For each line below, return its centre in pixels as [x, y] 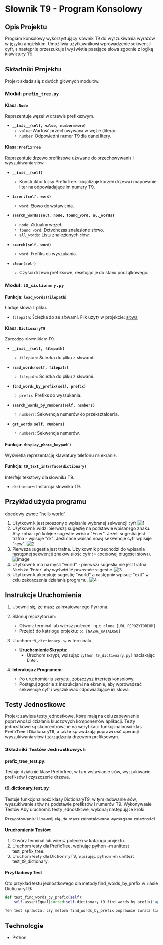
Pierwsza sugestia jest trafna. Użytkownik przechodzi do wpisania [78, 549]
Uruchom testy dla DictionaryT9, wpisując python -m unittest [73, 856]
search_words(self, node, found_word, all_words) [63, 216]
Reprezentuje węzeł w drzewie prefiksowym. [50, 116]
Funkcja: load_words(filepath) [36, 297]
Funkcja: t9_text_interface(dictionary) [46, 466]
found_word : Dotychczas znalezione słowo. [62, 230]
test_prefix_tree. [28, 851]
